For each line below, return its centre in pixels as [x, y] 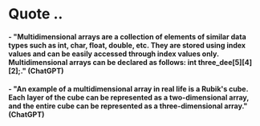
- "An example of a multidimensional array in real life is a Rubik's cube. [128, 89]
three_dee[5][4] [225, 62]
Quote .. [36, 14]
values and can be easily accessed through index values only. [114, 54]
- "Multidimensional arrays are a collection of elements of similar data [127, 36]
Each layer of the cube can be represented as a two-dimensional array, [129, 98]
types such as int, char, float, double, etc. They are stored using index [127, 45]
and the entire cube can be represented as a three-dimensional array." [128, 106]
